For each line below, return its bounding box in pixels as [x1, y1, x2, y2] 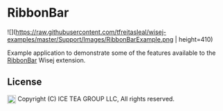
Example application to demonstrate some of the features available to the [7, 49, 216, 57]
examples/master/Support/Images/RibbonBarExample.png [7, 35, 174, 43]
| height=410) [175, 35, 213, 43]
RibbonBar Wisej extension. [7, 55, 86, 64]
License [7, 76, 42, 88]
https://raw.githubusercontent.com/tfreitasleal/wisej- [15, 28, 167, 36]
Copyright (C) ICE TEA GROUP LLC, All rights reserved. [17, 94, 175, 103]
